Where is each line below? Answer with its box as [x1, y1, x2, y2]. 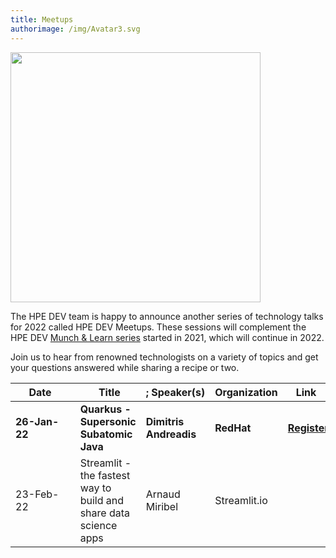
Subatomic [79, 427, 133, 441]
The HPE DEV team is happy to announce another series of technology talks [10, 310, 324, 322]
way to [79, 481, 112, 495]
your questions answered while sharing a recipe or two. [10, 361, 240, 373]
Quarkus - [79, 402, 132, 416]
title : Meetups [10, 14, 74, 25]
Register [287, 421, 329, 435]
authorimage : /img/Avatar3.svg [10, 24, 141, 34]
